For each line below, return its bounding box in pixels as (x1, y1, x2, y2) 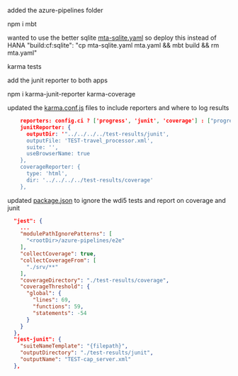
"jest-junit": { (13, 336, 62, 343)
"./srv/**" (25, 263, 59, 270)
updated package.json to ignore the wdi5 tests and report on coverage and (7, 196, 227, 204)
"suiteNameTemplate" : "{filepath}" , (20, 343, 129, 350)
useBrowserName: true (25, 150, 91, 157)
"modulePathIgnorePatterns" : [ (20, 231, 113, 238)
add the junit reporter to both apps (7, 76, 108, 84)
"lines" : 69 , (33, 297, 72, 304)
